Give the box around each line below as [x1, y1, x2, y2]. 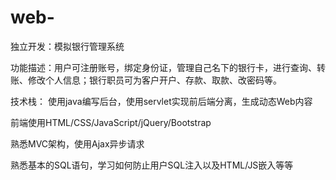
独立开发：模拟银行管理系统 [10, 40, 125, 52]
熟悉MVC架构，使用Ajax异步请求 [10, 137, 145, 150]
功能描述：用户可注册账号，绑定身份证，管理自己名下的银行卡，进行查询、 [10, 61, 317, 73]
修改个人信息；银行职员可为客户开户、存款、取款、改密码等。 [27, 74, 282, 86]
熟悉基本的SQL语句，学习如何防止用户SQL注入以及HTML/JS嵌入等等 [10, 159, 294, 171]
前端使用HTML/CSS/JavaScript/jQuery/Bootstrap [10, 116, 212, 128]
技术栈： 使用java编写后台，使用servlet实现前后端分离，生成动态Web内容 [10, 95, 313, 107]
